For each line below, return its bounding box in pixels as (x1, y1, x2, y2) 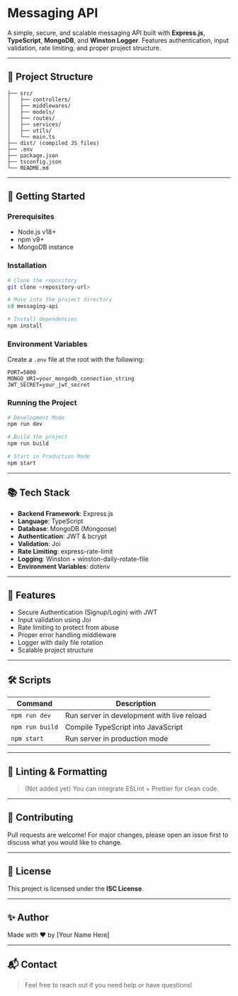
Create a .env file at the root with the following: (7, 355, 144, 364)
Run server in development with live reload (64, 711, 207, 721)
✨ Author (7, 911, 50, 923)
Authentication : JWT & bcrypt (17, 532, 108, 540)
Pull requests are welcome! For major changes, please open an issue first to (7, 830, 229, 839)
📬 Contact (7, 958, 57, 970)
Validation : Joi (17, 539, 62, 548)
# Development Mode (7, 414, 65, 421)
